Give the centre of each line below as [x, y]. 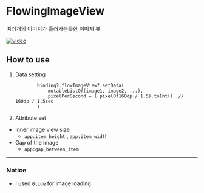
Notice [16, 170]
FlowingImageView [56, 11]
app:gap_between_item [51, 149]
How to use [28, 60]
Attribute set [31, 118]
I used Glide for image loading [53, 183]
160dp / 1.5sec [34, 101]
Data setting [30, 74]
